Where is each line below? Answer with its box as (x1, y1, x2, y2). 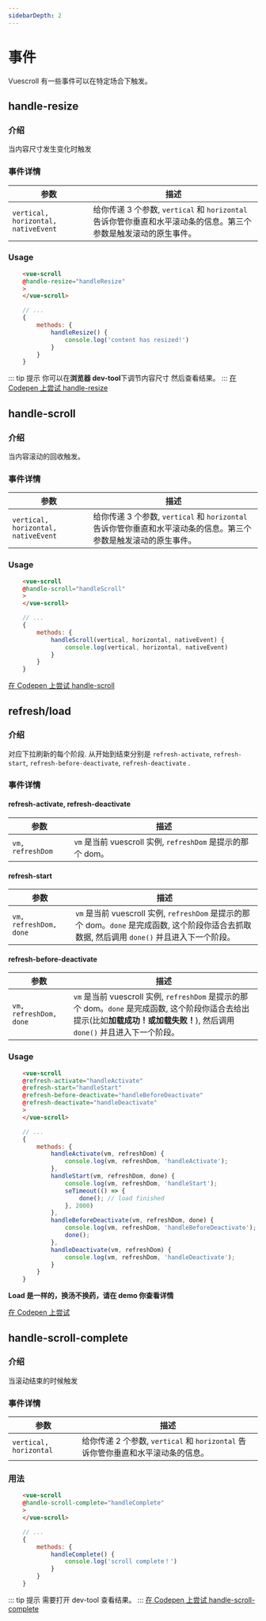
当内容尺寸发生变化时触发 (8, 144, 92, 154)
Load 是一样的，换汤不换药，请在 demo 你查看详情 (8, 1291, 174, 1300)
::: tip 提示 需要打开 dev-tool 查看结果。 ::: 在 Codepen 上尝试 (8, 1595, 207, 1604)
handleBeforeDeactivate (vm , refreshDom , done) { (50, 1216, 215, 1224)
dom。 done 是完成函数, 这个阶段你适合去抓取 (85, 920, 252, 931)
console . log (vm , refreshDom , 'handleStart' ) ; (64, 1179, 218, 1187)
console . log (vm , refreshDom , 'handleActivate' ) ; (64, 1158, 228, 1166)
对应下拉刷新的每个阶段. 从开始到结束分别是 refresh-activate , (8, 749, 212, 759)
